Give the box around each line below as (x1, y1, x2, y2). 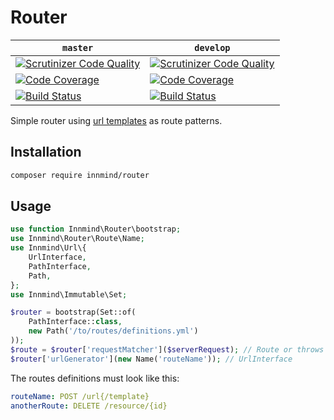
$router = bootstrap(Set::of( (10, 307, 137, 318)
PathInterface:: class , (28, 317, 123, 327)
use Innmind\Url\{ (10, 243, 87, 253)
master (62, 42, 94, 53)
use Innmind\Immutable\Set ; (10, 289, 128, 300)
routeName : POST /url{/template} (10, 391, 150, 401)
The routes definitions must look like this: (10, 372, 180, 384)
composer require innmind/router (10, 170, 150, 180)
